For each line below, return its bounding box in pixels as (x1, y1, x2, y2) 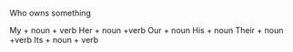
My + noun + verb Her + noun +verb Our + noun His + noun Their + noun (9, 25, 284, 35)
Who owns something (9, 8, 91, 18)
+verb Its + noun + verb (9, 35, 99, 45)
